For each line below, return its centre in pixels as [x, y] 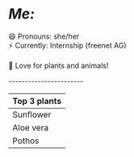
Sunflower [32, 114]
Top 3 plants [37, 101]
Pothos [26, 140]
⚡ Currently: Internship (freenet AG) [67, 45]
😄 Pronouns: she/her [44, 36]
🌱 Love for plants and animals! [59, 65]
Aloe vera [31, 127]
